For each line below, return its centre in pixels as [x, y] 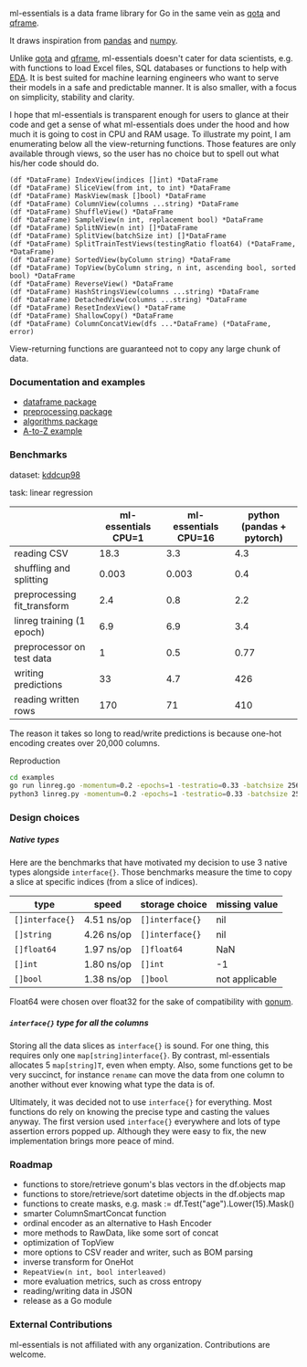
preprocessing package [67, 412]
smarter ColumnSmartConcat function [95, 1214]
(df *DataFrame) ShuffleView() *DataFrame [91, 212]
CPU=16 [196, 538]
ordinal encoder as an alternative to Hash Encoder [117, 1224]
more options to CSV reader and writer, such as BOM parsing [138, 1252]
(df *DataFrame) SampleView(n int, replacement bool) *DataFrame [136, 220]
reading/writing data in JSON [77, 1291]
